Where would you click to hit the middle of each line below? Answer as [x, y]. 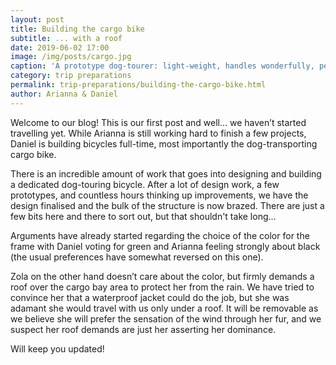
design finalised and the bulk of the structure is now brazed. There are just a [167, 205]
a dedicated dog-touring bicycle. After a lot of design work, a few [145, 184]
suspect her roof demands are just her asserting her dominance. [143, 329]
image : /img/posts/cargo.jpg [71, 57]
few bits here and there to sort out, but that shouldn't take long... [143, 216]
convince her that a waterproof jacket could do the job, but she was [150, 297]
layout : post [37, 19]
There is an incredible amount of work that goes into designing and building [166, 173]
